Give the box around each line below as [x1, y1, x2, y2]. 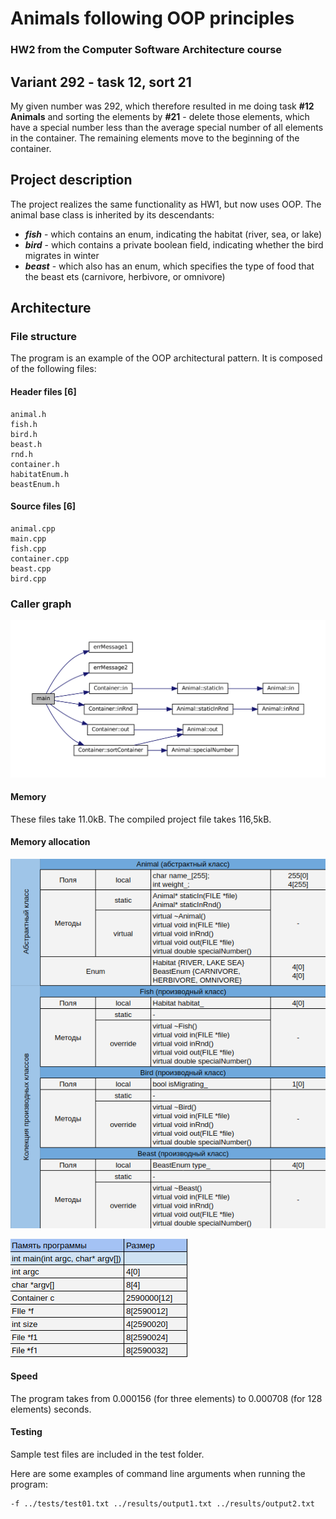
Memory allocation [10, 836, 91, 848]
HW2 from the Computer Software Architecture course [10, 43, 283, 57]
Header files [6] [10, 386, 77, 398]
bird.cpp [10, 573, 47, 584]
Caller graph [10, 597, 72, 611]
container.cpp [10, 553, 70, 564]
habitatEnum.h [10, 469, 70, 479]
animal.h [10, 409, 47, 419]
